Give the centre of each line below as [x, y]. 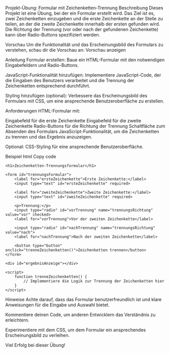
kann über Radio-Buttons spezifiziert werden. [53, 35]
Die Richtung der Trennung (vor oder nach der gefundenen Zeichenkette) [82, 29]
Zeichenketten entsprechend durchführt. [48, 86]
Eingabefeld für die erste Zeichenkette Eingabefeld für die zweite [73, 121]
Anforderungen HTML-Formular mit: [43, 111]
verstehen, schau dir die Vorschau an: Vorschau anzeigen [65, 50]
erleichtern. [17, 320]
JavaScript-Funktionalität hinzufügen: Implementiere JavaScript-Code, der [83, 75]
